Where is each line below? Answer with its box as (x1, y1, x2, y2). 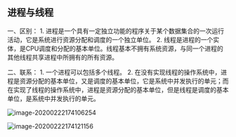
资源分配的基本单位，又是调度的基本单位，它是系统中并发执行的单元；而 (19, 77, 229, 85)
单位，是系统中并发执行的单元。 (7, 94, 100, 103)
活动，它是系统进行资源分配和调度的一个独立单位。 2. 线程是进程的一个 (7, 35, 214, 44)
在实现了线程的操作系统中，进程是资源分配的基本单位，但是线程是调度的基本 (7, 85, 229, 93)
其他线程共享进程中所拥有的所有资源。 (7, 53, 118, 61)
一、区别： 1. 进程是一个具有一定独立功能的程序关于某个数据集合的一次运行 (7, 27, 225, 35)
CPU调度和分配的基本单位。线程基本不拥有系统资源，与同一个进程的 (25, 44, 223, 53)
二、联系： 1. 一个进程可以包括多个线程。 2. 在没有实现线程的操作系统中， (7, 67, 221, 76)
